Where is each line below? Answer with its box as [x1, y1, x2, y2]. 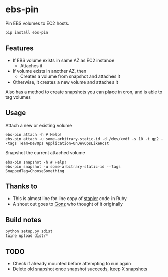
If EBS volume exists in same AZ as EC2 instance [12, 57, 115, 63]
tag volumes [5, 94, 31, 100]
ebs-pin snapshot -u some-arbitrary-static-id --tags [5, 164, 121, 169]
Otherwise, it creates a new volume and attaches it [12, 78, 119, 85]
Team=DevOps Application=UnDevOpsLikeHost [18, 141, 109, 146]
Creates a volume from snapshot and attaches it [20, 73, 120, 80]
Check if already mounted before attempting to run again [12, 261, 131, 266]
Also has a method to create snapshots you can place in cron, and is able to [5, 89, 163, 95]
